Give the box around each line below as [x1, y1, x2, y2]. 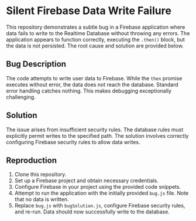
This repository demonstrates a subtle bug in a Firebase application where [6, 23, 185, 30]
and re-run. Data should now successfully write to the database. [14, 208, 170, 215]
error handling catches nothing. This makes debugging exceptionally [6, 87, 171, 94]
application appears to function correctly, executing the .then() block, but [6, 36, 185, 43]
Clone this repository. [14, 171, 67, 178]
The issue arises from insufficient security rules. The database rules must [6, 126, 184, 133]
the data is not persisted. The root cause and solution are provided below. [6, 42, 184, 49]
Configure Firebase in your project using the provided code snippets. [14, 183, 181, 191]
